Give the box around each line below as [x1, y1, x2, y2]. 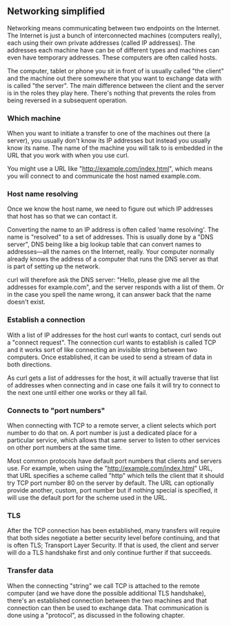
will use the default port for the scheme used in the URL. [7, 494, 168, 501]
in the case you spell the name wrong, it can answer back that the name [7, 291, 212, 299]
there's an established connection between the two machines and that [7, 596, 208, 605]
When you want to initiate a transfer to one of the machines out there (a [7, 129, 210, 138]
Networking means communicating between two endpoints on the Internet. [7, 24, 221, 32]
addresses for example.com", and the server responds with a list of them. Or [7, 283, 224, 291]
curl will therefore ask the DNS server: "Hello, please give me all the [7, 276, 200, 284]
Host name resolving [7, 190, 79, 199]
